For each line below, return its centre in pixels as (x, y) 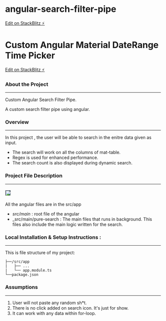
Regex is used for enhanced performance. (55, 158)
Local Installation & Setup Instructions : (53, 237)
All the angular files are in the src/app (43, 204)
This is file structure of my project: (40, 253)
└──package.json (22, 275)
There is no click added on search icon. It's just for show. (70, 308)
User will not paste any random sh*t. (49, 303)
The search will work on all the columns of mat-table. (66, 153)
